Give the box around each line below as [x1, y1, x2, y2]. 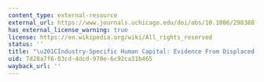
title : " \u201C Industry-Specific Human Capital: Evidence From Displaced [8, 48, 255, 55]
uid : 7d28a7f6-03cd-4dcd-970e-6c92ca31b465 [8, 55, 153, 63]
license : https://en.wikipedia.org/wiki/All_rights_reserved [8, 33, 213, 41]
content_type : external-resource [8, 11, 118, 20]
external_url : [8, 19, 55, 27]
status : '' [8, 41, 44, 48]
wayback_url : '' [8, 62, 61, 70]
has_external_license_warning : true [8, 26, 128, 34]
